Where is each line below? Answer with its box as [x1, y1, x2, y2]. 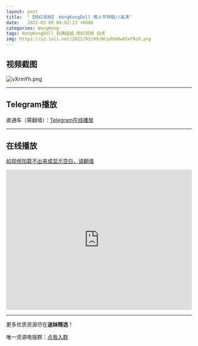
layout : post [6, 8, 38, 15]
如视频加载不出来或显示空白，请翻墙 [6, 158, 94, 165]
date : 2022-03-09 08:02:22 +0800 [6, 19, 94, 25]
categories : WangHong [6, 25, 60, 31]
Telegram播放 [6, 100, 57, 110]
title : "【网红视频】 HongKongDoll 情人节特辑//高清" [6, 14, 132, 20]
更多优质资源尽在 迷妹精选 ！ [6, 321, 74, 328]
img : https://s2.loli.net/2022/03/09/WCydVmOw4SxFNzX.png [6, 36, 151, 42]
